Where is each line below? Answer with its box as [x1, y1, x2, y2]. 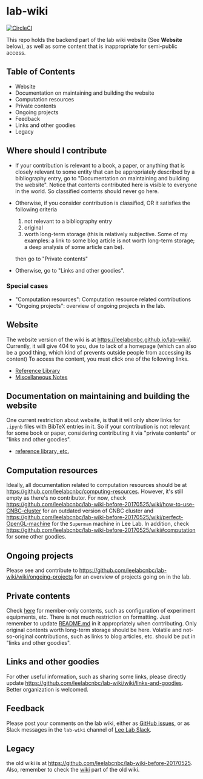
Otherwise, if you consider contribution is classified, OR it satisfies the [15, 199, 191, 206]
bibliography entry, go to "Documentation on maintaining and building [15, 174, 190, 182]
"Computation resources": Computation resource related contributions [15, 296, 191, 303]
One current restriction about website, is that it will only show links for [6, 417, 181, 424]
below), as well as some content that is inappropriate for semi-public [6, 43, 178, 50]
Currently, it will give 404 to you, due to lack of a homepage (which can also [6, 342, 197, 350]
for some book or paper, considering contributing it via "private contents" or [6, 429, 196, 437]
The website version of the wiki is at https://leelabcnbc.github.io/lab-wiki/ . [6, 336, 191, 343]
